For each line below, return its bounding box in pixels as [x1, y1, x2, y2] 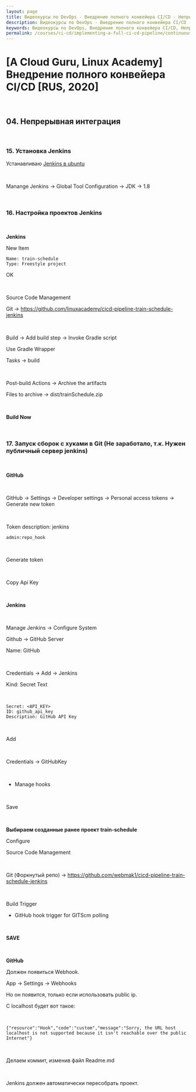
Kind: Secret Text [6, 681, 48, 688]
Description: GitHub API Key [6, 713, 77, 720]
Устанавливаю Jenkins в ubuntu [6, 160, 85, 167]
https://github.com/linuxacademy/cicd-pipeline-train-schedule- [20, 305, 173, 313]
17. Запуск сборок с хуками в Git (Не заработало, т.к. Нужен [6, 439, 185, 448]
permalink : [6, 30, 33, 36]
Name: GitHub [6, 647, 40, 654]
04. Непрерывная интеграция [6, 116, 121, 126]
